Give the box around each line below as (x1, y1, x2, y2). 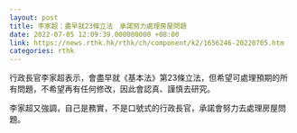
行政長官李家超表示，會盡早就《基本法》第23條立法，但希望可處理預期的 (9, 73, 281, 84)
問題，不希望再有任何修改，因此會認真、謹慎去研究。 (16, 84, 215, 94)
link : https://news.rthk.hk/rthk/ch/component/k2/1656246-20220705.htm (9, 38, 284, 48)
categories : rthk (9, 47, 75, 56)
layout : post (9, 13, 59, 22)
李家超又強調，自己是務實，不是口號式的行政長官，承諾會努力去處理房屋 (9, 102, 278, 113)
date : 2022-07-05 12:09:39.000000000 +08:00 (9, 30, 180, 39)
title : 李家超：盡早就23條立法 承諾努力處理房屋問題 (9, 22, 188, 31)
